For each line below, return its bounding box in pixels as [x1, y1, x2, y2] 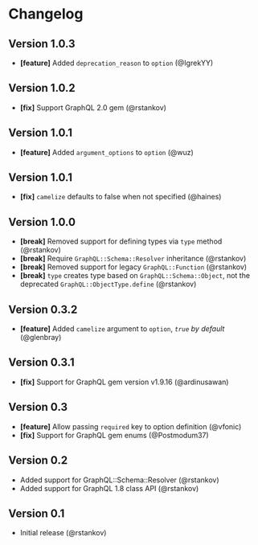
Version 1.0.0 [8, 215, 76, 229]
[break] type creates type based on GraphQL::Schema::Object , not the [19, 271, 251, 281]
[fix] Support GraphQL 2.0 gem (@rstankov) [19, 102, 167, 113]
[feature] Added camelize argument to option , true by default [19, 324, 225, 334]
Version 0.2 [8, 453, 68, 467]
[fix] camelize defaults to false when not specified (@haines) [19, 192, 222, 202]
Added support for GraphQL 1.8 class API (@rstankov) [19, 483, 199, 493]
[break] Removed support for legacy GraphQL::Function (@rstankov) [19, 262, 248, 272]
